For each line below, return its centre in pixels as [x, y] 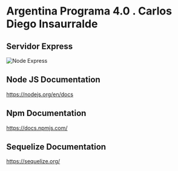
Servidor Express [40, 46]
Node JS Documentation [54, 80]
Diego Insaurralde [52, 24]
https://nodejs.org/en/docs [40, 94]
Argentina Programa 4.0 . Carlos [89, 11]
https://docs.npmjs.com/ [37, 127]
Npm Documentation [46, 113]
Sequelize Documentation [56, 147]
